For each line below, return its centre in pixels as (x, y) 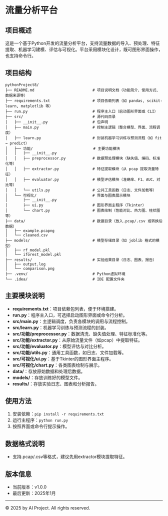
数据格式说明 (25, 444)
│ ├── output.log (25, 264)
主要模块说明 (25, 296)
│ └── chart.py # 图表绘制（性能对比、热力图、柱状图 (83, 210)
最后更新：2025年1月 (34, 493)
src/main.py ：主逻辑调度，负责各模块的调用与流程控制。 (71, 321)
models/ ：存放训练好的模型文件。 (47, 377)
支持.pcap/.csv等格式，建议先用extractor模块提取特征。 (70, 457)
